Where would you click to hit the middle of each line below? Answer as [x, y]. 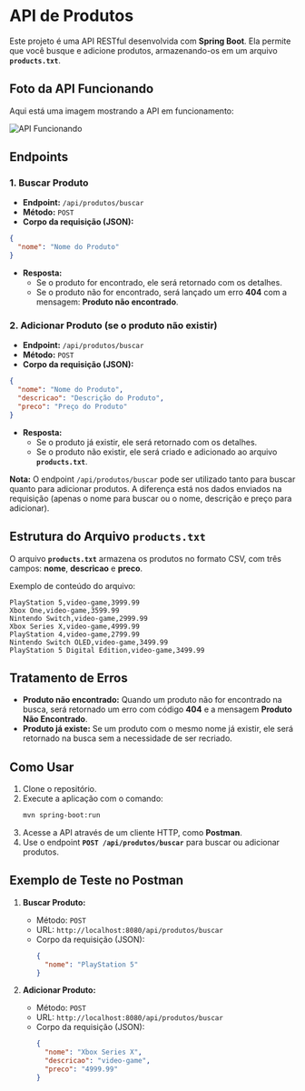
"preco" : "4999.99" [81, 1069]
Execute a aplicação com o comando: [93, 799]
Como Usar [42, 767]
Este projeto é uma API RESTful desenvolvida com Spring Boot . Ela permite [150, 41]
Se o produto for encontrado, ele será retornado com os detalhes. [159, 283]
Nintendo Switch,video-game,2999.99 [79, 618]
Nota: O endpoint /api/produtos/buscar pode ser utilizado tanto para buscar [152, 479]
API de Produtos [72, 16]
